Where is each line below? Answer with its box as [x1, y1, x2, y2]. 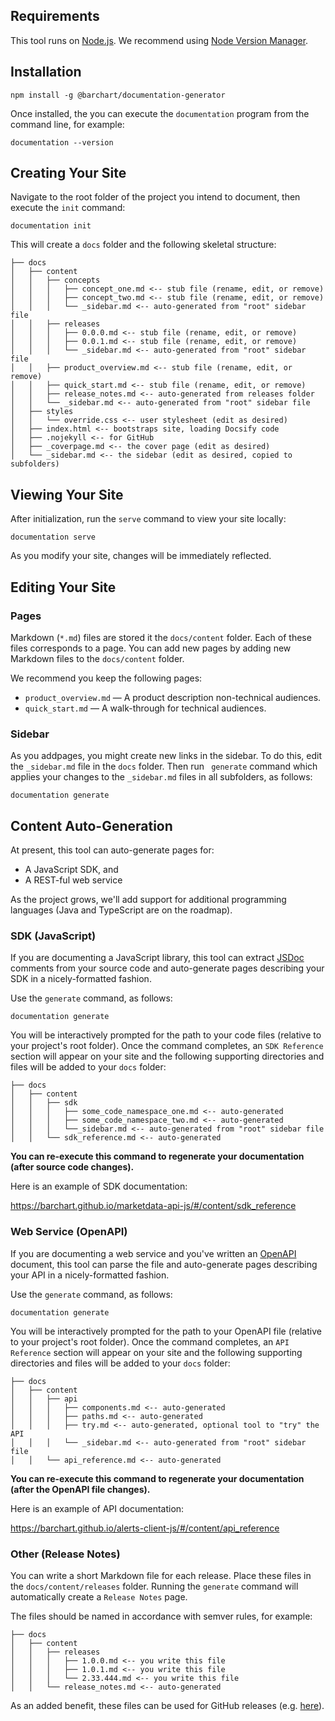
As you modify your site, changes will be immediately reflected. [10, 550, 272, 562]
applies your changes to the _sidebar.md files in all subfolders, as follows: [10, 771, 313, 783]
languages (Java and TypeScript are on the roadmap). [10, 904, 233, 916]
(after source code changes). [10, 1161, 135, 1173]
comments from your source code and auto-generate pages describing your [10, 962, 325, 974]
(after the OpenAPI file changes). [10, 1483, 151, 1495]
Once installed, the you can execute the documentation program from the [10, 107, 310, 119]
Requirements [10, 8, 100, 25]
